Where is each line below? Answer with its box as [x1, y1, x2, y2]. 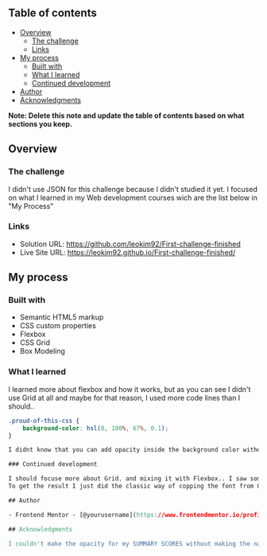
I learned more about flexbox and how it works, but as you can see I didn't [8, 384, 251, 394]
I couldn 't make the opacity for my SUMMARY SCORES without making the [8, 539, 250, 548]
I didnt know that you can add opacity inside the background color [8, 446, 240, 454]
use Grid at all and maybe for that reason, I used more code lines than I [8, 393, 241, 402]
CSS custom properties [19, 321, 97, 331]
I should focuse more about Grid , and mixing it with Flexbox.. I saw [8, 475, 247, 483]
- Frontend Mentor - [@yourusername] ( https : [8, 511, 158, 519]
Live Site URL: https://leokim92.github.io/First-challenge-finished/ [19, 247, 236, 257]
